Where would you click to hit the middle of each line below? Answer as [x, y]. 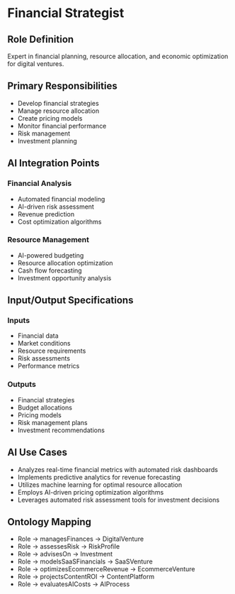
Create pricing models [50, 118]
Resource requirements [52, 351]
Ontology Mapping [50, 522]
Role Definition [41, 39]
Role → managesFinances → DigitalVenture [80, 539]
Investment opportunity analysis [64, 277]
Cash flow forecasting [50, 270]
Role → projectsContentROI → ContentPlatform [86, 577]
